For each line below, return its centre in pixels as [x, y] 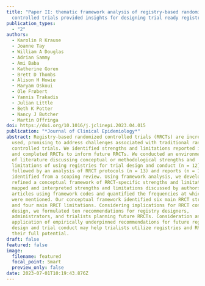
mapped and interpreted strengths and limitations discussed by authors [106, 188]
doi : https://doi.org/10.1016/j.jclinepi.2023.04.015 [76, 126]
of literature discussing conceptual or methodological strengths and [103, 159]
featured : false [27, 245]
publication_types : [31, 23]
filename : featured [37, 256]
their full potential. [41, 233]
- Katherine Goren [35, 69]
